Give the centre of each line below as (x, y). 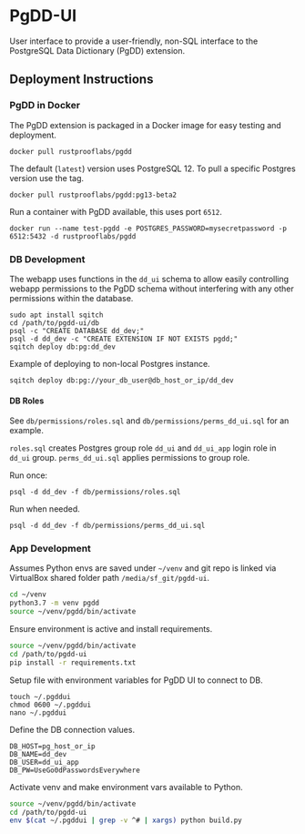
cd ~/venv (28, 595)
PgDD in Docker (45, 106)
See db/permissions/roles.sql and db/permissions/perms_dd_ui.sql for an (149, 421)
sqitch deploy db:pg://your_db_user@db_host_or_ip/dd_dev (122, 380)
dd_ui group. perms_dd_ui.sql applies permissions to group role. (130, 458)
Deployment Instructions (81, 80)
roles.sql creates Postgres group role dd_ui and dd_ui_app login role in (143, 448)
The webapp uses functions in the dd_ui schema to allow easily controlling (149, 279)
